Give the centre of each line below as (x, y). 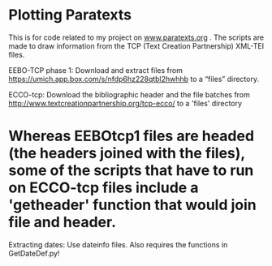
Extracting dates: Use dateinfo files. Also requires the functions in (118, 244)
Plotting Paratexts (70, 15)
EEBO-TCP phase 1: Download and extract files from (95, 70)
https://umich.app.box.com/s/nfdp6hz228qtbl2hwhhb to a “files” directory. (134, 79)
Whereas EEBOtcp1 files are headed (131, 136)
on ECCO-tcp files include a (104, 188)
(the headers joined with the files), (127, 154)
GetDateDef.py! (34, 253)
